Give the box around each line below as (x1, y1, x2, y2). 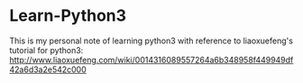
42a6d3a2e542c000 (9, 64, 87, 75)
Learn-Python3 (9, 5, 127, 26)
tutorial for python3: (9, 44, 84, 55)
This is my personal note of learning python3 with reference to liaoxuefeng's (9, 35, 293, 46)
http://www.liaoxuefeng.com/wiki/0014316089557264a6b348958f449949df (9, 54, 294, 65)
